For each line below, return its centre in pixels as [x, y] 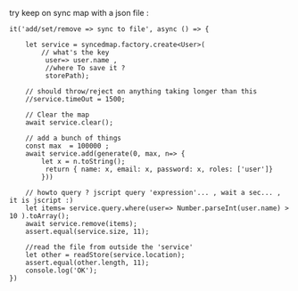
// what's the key [75, 53]
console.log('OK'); [62, 271]
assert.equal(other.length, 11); [87, 263]
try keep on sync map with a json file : [79, 13]
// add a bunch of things [74, 138]
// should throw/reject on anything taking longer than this [141, 92]
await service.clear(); [70, 123]
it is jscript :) [41, 200]
